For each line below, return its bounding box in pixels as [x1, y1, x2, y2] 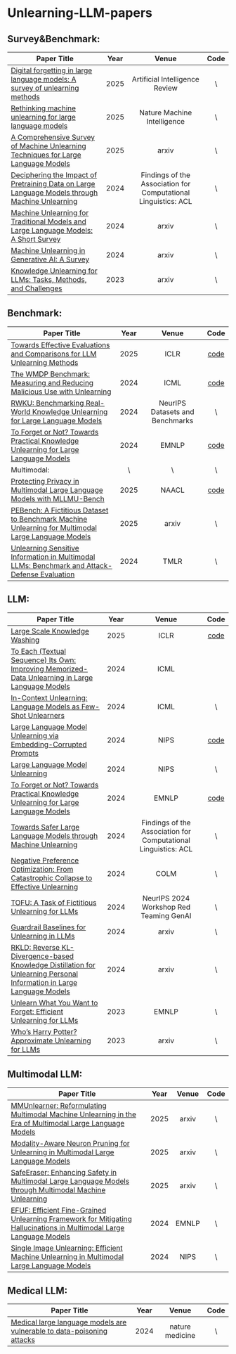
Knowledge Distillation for [11, 960, 96, 969]
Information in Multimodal [11, 552, 96, 562]
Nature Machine [139, 108, 192, 117]
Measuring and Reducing [11, 378, 93, 387]
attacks [11, 1335, 35, 1345]
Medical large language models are [11, 1317, 127, 1327]
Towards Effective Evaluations [11, 340, 110, 349]
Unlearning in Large [27, 673, 93, 683]
